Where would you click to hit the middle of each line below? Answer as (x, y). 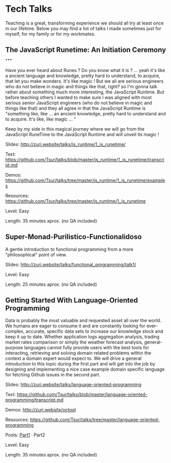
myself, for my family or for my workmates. (50, 34)
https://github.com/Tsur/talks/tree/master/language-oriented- (95, 420)
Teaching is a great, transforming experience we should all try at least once (85, 23)
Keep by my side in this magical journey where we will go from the (75, 129)
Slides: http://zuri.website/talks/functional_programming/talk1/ (71, 264)
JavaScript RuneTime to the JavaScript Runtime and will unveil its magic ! (82, 134)
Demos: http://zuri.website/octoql (41, 410)
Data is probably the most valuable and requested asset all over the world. (83, 321)
